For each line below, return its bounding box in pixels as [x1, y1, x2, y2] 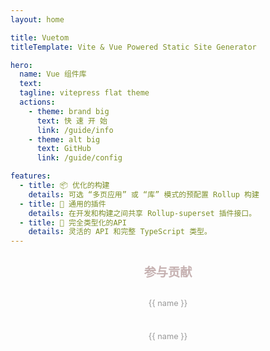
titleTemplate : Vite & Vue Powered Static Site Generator [10, 42, 257, 52]
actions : [19, 97, 56, 107]
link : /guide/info [36, 125, 114, 135]
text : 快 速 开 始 [36, 116, 108, 126]
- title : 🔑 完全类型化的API [19, 217, 127, 228]
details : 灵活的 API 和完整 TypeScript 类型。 [28, 227, 212, 237]
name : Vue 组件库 [19, 69, 87, 80]
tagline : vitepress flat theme [19, 88, 150, 98]
